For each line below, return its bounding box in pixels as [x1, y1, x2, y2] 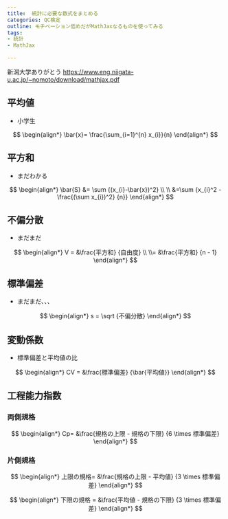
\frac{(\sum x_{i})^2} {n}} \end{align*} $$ [57, 192, 174, 201]
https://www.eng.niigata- [62, 68, 134, 76]
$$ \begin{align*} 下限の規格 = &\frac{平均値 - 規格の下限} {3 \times [9, 496, 202, 504]
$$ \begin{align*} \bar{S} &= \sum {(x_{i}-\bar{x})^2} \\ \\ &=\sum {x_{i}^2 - [9, 185, 222, 193]
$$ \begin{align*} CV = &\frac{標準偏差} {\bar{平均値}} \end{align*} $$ [15, 368, 216, 377]
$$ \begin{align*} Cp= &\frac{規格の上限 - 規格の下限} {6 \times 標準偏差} [11, 429, 220, 437]
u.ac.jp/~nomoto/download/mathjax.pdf [7, 76, 120, 83]
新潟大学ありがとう [7, 68, 62, 76]
